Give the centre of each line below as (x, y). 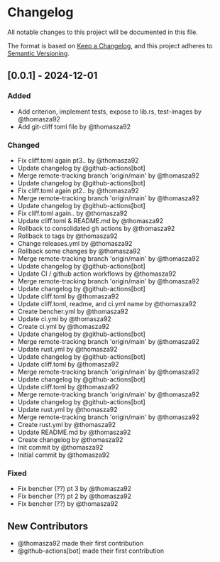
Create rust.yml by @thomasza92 (66, 424)
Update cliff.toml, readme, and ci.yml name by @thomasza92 (107, 303)
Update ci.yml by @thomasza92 (64, 319)
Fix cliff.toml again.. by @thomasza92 (72, 213)
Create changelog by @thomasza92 (70, 439)
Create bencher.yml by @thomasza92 (73, 311)
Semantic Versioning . (38, 53)
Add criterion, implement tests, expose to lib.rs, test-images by (110, 112)
